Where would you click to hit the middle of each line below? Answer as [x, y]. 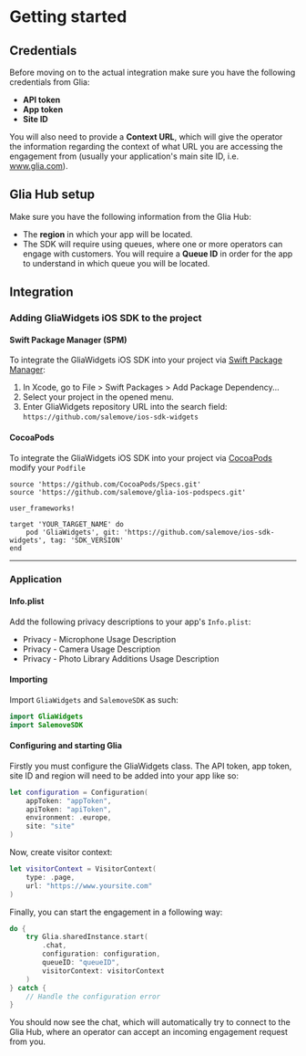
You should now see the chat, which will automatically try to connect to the [150, 1022]
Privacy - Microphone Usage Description [99, 639]
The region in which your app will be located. [107, 234]
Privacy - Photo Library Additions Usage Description [121, 658]
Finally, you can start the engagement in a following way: [116, 912]
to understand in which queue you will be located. [116, 263]
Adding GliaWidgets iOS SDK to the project [106, 319]
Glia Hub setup [52, 195]
